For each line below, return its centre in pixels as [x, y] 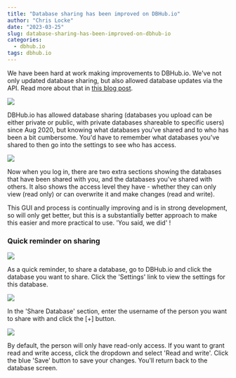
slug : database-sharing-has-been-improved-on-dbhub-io [89, 33]
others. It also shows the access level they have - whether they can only [112, 187]
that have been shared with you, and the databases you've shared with [110, 179]
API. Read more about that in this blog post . [70, 88]
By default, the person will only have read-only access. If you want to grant [116, 346]
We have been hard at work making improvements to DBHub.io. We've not [114, 73]
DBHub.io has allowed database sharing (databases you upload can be [110, 115]
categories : [25, 40]
